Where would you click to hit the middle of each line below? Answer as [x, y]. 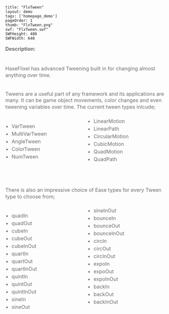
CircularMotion [111, 136]
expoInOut [106, 279]
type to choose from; [30, 196]
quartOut [22, 261]
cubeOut [22, 238]
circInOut [104, 256]
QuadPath [105, 159]
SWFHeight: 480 [21, 34]
